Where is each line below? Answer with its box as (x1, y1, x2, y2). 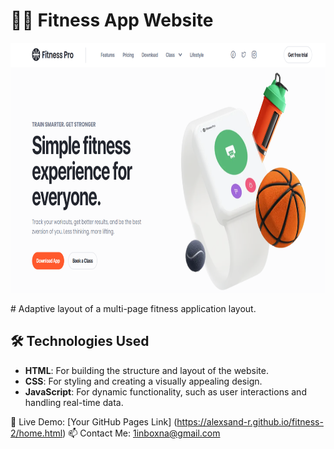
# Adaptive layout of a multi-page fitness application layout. (10, 302, 257, 314)
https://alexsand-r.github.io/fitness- (176, 415, 324, 428)
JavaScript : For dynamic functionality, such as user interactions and (24, 385, 307, 398)
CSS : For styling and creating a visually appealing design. (24, 375, 263, 387)
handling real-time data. (24, 396, 124, 408)
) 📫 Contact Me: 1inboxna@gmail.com (62, 427, 221, 439)
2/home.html (10, 427, 63, 439)
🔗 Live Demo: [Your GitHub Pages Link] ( (10, 415, 178, 428)
